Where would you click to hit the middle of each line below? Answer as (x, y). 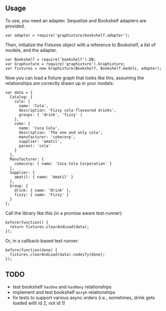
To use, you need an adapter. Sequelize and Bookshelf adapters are (76, 20)
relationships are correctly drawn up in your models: (60, 83)
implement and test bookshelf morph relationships (64, 292)
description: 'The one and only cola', (60, 132)
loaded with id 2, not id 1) (39, 303)
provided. (15, 26)
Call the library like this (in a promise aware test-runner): (64, 213)
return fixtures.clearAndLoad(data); (50, 227)
